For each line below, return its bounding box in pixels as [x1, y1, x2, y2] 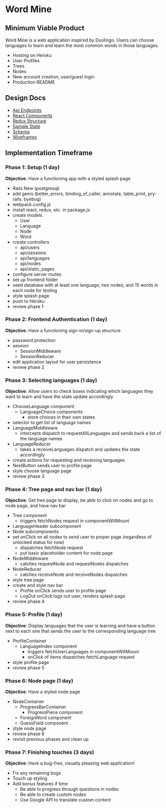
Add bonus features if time [12, 781, 68, 787]
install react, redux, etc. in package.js [12, 206, 91, 213]
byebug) [24, 196, 41, 202]
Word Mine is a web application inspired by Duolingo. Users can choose [5, 37, 154, 43]
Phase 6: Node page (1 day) [5, 677, 74, 684]
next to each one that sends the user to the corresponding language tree [5, 628, 156, 634]
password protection [12, 337, 56, 343]
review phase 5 [12, 664, 44, 670]
